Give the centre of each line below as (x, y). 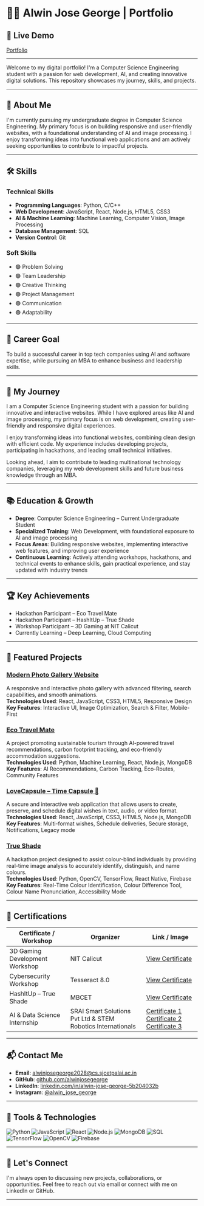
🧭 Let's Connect (37, 1163)
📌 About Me (29, 106)
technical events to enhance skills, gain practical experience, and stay (103, 564)
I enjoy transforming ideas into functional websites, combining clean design (101, 437)
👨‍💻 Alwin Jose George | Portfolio (90, 13)
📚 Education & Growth (50, 501)
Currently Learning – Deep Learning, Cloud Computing (83, 633)
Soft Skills (22, 253)
